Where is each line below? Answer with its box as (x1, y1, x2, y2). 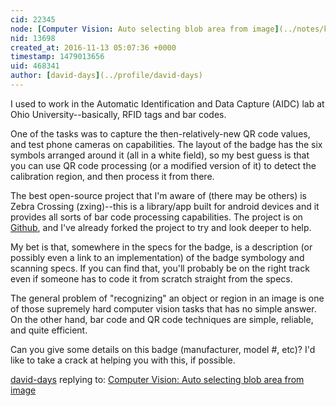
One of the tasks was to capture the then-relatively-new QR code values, (10, 127, 311, 140)
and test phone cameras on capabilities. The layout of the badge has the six (10, 138, 323, 150)
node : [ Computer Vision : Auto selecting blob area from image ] (10, 24, 280, 34)
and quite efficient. (10, 324, 88, 336)
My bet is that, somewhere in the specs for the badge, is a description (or (10, 241, 313, 253)
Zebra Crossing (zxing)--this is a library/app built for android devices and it (10, 200, 320, 212)
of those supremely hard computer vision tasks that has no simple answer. (10, 302, 317, 315)
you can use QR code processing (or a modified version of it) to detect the (10, 159, 317, 171)
